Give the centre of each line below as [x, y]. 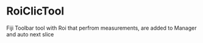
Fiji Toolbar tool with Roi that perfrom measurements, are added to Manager [101, 28]
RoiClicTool [35, 11]
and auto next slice [30, 34]
